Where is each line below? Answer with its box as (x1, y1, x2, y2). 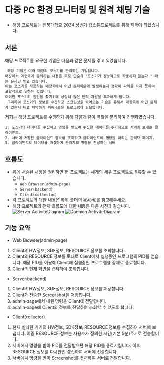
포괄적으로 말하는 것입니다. (5, 89, 53, 94)
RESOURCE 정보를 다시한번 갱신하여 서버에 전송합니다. (12, 349, 118, 355)
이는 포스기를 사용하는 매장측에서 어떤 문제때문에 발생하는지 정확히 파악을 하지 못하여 (5, 84, 155, 89)
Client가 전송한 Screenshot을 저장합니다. (12, 292, 92, 298)
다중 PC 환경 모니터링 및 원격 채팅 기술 (5, 4, 150, 16)
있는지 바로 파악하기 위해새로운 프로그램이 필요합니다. (10, 105, 105, 110)
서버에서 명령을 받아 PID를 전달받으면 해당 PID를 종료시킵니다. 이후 (12, 342, 140, 349)
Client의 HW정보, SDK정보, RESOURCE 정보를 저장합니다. (12, 286, 125, 292)
